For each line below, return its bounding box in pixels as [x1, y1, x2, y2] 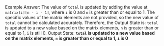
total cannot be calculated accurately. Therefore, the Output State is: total [5, 20, 158, 25]
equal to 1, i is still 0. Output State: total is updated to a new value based [5, 30, 155, 36]
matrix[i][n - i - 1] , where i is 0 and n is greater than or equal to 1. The [5, 9, 155, 15]
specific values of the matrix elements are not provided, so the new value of [5, 15, 159, 20]
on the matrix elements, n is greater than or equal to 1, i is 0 [5, 35, 129, 41]
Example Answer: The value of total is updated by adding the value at [5, 4, 148, 10]
